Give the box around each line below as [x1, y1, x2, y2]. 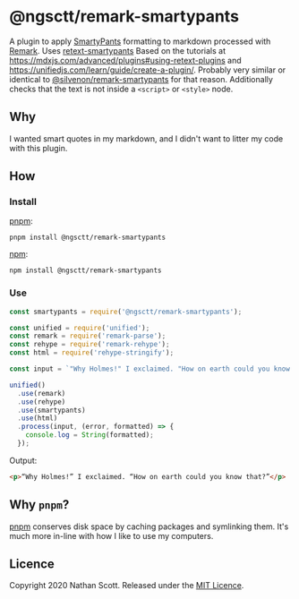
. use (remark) [17, 389, 66, 398]
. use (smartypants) [17, 406, 87, 415]
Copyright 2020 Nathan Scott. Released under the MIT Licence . [9, 580, 244, 591]
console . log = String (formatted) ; [25, 431, 154, 440]
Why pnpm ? [9, 497, 70, 512]
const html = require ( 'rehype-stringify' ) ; [9, 348, 175, 357]
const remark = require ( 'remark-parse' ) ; [9, 331, 167, 341]
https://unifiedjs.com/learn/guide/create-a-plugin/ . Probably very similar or [9, 64, 286, 75]
